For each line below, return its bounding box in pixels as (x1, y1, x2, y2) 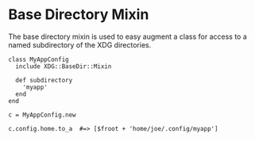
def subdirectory (15, 76, 73, 84)
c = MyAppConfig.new (8, 111, 77, 119)
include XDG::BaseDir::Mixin (15, 62, 112, 70)
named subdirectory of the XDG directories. (8, 40, 152, 49)
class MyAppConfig (8, 55, 69, 63)
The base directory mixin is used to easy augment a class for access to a (8, 32, 248, 41)
